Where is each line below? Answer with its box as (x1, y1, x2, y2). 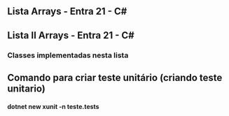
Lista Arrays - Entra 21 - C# (7, 6, 127, 17)
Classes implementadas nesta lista (7, 50, 129, 60)
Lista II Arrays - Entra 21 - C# (7, 29, 134, 41)
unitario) (7, 83, 46, 95)
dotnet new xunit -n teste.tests (7, 102, 99, 110)
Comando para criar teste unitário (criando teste (7, 72, 223, 84)
